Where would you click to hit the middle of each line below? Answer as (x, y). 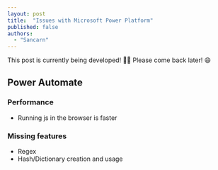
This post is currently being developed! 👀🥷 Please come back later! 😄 (109, 60)
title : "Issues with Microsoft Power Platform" (80, 20)
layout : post (27, 14)
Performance (31, 102)
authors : (20, 34)
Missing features (37, 136)
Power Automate (45, 82)
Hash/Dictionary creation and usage (70, 159)
